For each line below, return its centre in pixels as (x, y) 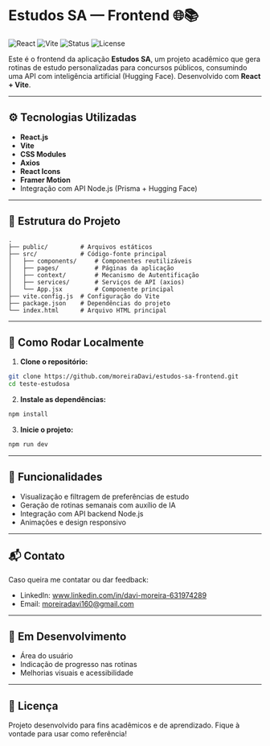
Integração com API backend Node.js (82, 513)
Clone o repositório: (54, 362)
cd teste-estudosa (39, 384)
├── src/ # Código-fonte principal (88, 254)
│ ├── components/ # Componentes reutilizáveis (100, 261)
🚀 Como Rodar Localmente (76, 342)
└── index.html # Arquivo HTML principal (88, 310)
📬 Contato (37, 556)
